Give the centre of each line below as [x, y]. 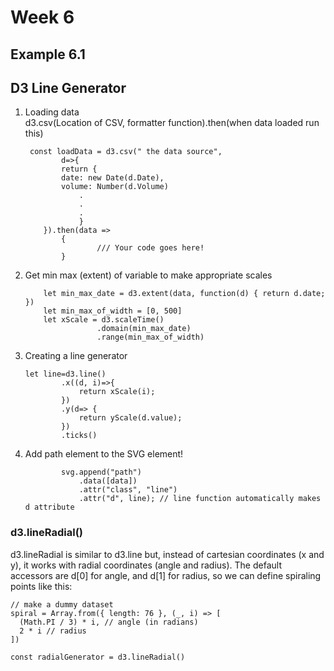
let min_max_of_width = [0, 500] [113, 311]
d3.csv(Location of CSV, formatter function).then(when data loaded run [172, 123]
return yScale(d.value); [130, 418]
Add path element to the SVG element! [104, 454]
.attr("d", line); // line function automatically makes [200, 499]
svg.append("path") [101, 472]
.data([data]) [108, 481]
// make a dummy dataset [62, 604]
